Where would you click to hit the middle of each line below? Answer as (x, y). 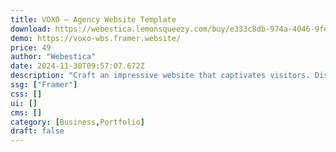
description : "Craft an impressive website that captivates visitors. (160, 76)
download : (31, 29)
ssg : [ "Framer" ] (44, 85)
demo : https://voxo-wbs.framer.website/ (96, 38)
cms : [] (26, 112)
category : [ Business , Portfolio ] (77, 122)
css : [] (26, 94)
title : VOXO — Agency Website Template (93, 19)
